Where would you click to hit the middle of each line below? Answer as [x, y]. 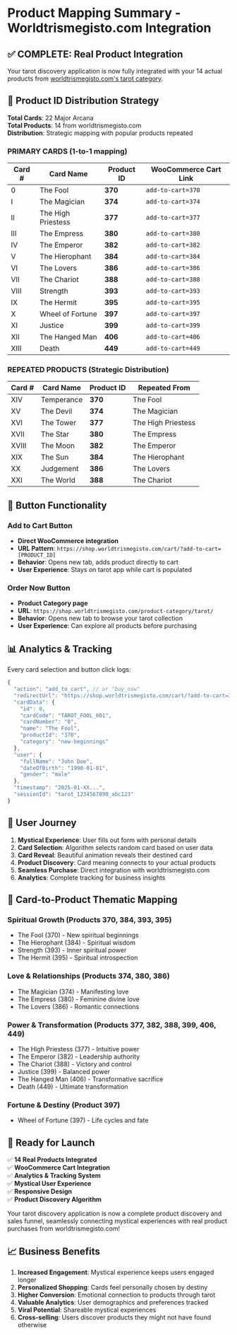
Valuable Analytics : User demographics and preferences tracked [113, 1302]
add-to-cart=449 [173, 349]
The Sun [55, 457]
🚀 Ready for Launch [51, 1142]
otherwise [32, 1324]
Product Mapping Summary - [94, 13]
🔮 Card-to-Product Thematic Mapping [92, 900]
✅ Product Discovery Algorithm [55, 1199]
